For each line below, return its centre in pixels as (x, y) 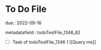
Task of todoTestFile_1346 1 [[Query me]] (54, 42)
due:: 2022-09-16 (23, 23)
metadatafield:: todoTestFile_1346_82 (43, 32)
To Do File (26, 9)
